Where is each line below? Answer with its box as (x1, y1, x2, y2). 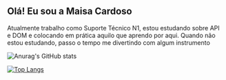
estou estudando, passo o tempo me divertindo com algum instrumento (7, 38, 210, 47)
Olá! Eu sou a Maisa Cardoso (7, 6, 132, 17)
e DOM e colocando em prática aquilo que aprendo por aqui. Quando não (7, 31, 216, 39)
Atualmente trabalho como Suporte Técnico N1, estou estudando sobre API (7, 23, 220, 32)
